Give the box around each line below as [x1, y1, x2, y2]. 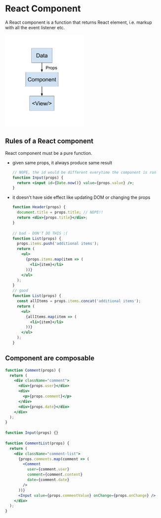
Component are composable [5, 354, 95, 363]
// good [12, 288, 28, 293]
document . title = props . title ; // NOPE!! [17, 210, 104, 215]
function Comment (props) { [5, 368, 61, 373]
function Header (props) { [12, 205, 66, 210]
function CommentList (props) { [5, 441, 70, 446]
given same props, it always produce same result [12, 159, 113, 166]
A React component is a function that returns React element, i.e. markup [5, 19, 152, 25]
